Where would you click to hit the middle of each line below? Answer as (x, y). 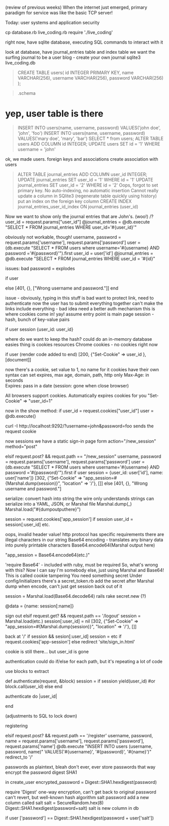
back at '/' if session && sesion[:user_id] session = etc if (64, 636)
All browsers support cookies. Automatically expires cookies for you (76, 396)
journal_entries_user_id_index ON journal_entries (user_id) (78, 206)
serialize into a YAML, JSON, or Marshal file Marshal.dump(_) (69, 504)
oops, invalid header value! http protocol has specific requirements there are (85, 534)
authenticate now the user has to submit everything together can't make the (84, 303)
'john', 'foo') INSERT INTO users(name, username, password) (81, 133)
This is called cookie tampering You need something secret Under (74, 576)
